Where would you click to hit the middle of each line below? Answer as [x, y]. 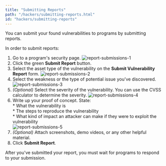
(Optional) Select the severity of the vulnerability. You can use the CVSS [87, 90]
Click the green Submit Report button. [52, 63]
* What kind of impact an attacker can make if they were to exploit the [84, 116]
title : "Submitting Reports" [35, 10]
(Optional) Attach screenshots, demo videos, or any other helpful [79, 132]
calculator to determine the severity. [50, 95]
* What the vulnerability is [39, 106]
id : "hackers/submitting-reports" [41, 19]
